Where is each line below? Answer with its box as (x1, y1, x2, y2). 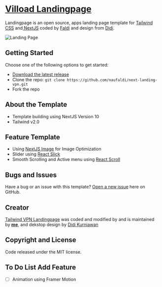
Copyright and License (5, 236, 76, 244)
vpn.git (12, 82, 28, 87)
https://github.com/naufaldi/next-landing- (66, 77, 158, 82)
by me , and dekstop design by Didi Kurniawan (5, 222, 98, 227)
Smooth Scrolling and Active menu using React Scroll (12, 157, 121, 162)
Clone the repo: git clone (12, 76, 65, 82)
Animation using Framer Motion (12, 276, 76, 282)
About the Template (5, 100, 67, 109)
